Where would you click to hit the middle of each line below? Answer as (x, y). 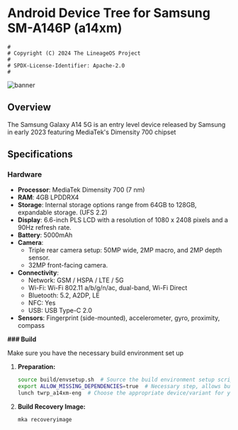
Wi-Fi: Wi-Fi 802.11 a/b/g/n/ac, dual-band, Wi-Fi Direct (108, 288)
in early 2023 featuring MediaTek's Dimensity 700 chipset (92, 132)
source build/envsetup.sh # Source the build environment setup (116, 380)
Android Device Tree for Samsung (109, 13)
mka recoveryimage (45, 420)
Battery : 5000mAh (45, 235)
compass (31, 326)
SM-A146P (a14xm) (65, 28)
